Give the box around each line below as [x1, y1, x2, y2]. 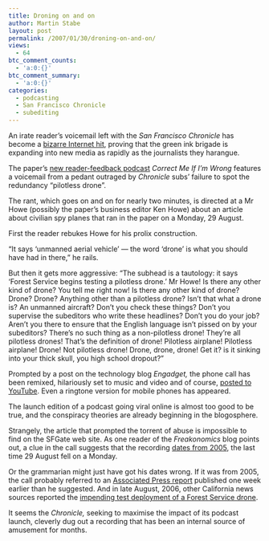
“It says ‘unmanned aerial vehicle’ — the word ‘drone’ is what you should [8, 244, 248, 254]
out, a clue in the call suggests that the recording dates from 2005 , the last [8, 443, 255, 452]
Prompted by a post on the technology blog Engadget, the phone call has [8, 369, 251, 378]
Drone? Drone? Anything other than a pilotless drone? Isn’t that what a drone [8, 294, 262, 303]
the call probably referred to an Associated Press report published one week [8, 475, 262, 485]
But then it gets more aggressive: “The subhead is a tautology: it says [8, 268, 238, 278]
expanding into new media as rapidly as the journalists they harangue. [8, 148, 240, 157]
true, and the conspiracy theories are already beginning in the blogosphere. [8, 410, 259, 420]
